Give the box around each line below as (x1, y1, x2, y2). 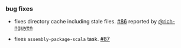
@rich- (158, 18, 175, 25)
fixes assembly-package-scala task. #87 (14, 36, 110, 43)
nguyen (14, 24, 33, 31)
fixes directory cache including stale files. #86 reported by (14, 18, 157, 25)
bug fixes (5, 5, 33, 13)
